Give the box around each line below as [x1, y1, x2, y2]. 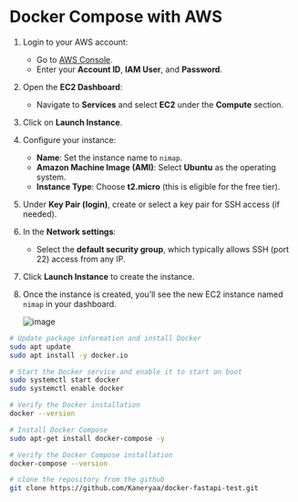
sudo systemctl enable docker [9, 384, 125, 394]
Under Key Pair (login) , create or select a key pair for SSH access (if [22, 199, 281, 210]
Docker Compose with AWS [9, 6, 223, 27]
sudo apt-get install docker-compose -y [9, 434, 166, 443]
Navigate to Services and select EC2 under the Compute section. [36, 98, 284, 110]
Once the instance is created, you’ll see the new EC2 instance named [22, 289, 284, 300]
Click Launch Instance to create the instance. [22, 271, 195, 282]
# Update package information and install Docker [9, 333, 202, 343]
